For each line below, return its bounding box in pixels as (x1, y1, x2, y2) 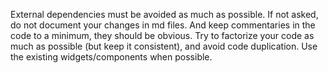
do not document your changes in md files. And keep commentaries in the (10, 19, 316, 31)
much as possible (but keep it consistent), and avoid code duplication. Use (10, 40, 318, 52)
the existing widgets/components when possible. (10, 51, 213, 63)
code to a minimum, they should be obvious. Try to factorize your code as (10, 30, 315, 41)
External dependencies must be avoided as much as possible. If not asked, (10, 9, 319, 20)
